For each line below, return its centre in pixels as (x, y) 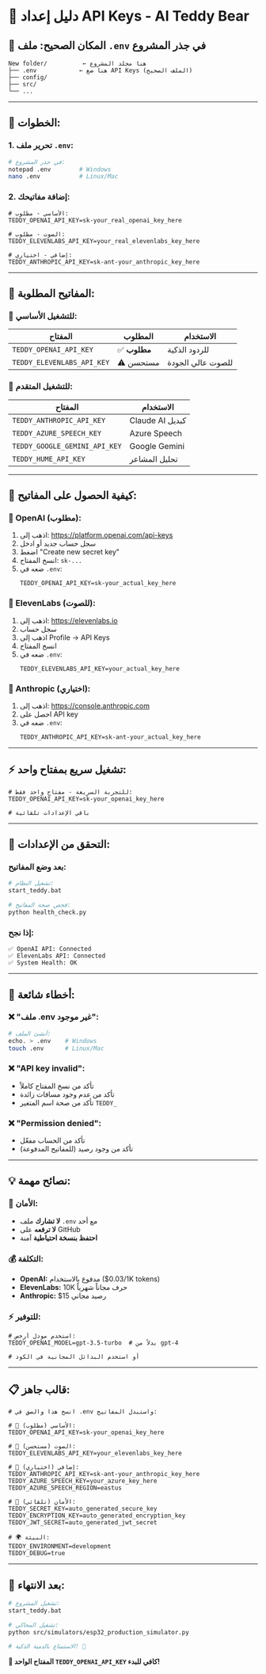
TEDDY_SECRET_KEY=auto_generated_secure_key (83, 1509)
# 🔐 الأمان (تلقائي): (42, 1502)
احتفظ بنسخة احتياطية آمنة (58, 1238)
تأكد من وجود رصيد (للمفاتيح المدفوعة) (76, 1149)
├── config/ (28, 78)
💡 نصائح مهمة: (40, 1181)
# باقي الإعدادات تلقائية (49, 812)
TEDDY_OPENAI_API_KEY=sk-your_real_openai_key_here (95, 220)
